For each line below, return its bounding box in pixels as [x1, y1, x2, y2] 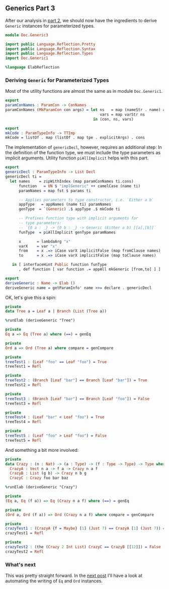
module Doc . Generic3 [5, 32, 49, 37]
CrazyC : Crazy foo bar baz [10, 476, 69, 481]
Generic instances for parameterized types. [5, 23, 95, 29]
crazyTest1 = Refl [5, 531, 44, 536]
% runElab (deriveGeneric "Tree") [5, 318, 75, 323]
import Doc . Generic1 [5, 55, 49, 61]
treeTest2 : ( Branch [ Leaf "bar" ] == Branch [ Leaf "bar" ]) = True [5, 378, 147, 383]
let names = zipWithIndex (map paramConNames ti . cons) [10, 179, 134, 184]
